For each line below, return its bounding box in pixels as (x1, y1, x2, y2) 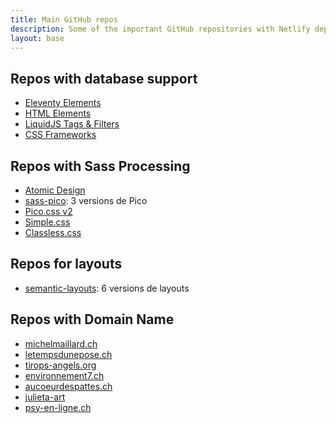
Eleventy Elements (24, 97, 102, 109)
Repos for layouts (10, 256, 123, 273)
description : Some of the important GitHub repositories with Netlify (10, 24, 311, 34)
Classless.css (24, 227, 82, 238)
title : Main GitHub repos (10, 14, 118, 25)
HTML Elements (24, 107, 92, 120)
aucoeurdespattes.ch (24, 380, 113, 392)
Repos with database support (10, 70, 198, 87)
